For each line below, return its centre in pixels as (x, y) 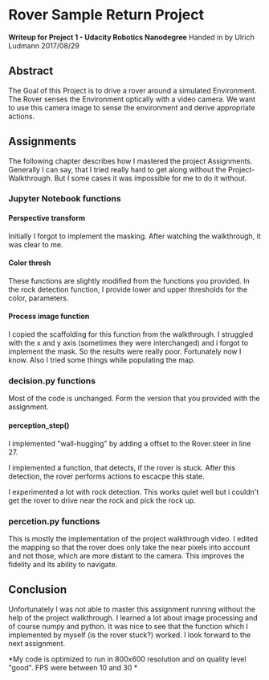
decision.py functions (52, 381)
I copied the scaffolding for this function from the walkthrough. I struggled (131, 334)
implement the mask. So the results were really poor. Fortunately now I (125, 351)
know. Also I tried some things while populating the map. (102, 360)
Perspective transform (47, 218)
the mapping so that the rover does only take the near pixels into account (129, 547)
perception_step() (39, 425)
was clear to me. (36, 244)
